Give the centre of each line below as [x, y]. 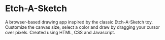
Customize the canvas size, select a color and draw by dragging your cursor [82, 27]
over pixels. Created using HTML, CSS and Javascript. [60, 32]
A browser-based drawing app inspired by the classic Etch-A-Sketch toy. [79, 22]
